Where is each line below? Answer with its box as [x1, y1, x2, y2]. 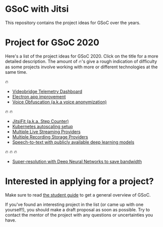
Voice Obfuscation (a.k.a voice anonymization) [12, 99, 107, 105]
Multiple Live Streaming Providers [12, 129, 81, 135]
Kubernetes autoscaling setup [12, 123, 73, 129]
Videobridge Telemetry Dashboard [12, 88, 82, 94]
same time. [5, 69, 28, 75]
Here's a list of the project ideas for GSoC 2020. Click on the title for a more [5, 53, 159, 59]
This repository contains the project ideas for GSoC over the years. [5, 20, 141, 26]
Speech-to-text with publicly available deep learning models [12, 139, 135, 145]
